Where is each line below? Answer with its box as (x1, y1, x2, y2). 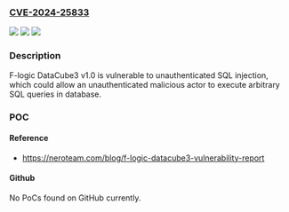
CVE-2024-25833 (9, 6, 90, 19)
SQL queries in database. (9, 89, 102, 99)
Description (9, 50, 61, 62)
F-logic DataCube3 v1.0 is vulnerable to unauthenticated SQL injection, (9, 69, 269, 81)
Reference (9, 133, 49, 144)
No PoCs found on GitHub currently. (9, 192, 141, 203)
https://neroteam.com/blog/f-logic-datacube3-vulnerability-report (21, 153, 265, 163)
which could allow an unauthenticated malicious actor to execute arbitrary (9, 79, 280, 90)
